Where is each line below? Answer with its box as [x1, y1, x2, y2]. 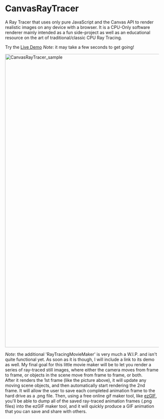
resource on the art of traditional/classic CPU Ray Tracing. [5, 35, 122, 41]
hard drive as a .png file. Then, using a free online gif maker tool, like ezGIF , [5, 393, 157, 398]
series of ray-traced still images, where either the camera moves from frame [5, 367, 159, 373]
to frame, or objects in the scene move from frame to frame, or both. [5, 372, 143, 378]
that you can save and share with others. [5, 408, 87, 414]
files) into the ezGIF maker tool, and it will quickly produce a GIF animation [5, 403, 155, 409]
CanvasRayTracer [5, 3, 79, 14]
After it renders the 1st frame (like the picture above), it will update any [5, 377, 146, 383]
